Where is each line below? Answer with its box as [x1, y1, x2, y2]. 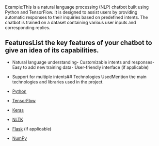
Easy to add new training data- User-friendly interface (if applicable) [12, 64, 149, 70]
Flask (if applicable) [12, 126, 52, 131]
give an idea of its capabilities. [5, 46, 99, 55]
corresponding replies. [5, 25, 50, 31]
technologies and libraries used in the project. [12, 79, 104, 84]
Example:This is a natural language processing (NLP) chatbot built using [5, 4, 149, 10]
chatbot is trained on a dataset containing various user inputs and [5, 19, 136, 25]
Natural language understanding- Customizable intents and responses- [12, 59, 155, 65]
